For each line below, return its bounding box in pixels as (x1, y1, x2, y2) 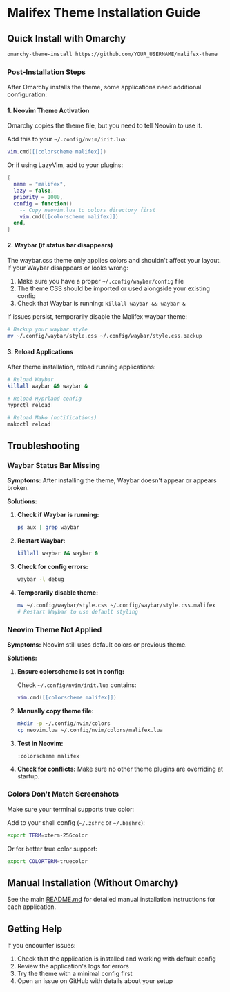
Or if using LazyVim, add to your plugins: (7, 161, 124, 169)
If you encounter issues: (7, 941, 76, 950)
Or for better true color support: (7, 844, 98, 853)
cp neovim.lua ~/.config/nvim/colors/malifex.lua (17, 726, 164, 733)
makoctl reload (7, 421, 51, 428)
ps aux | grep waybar (17, 524, 80, 531)
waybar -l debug (17, 575, 64, 583)
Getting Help (7, 923, 63, 934)
